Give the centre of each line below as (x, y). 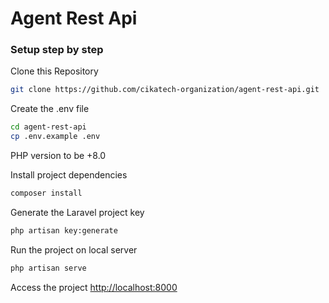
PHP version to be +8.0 (58, 156)
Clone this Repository (54, 71)
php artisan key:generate (64, 230)
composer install (46, 193)
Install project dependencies (69, 175)
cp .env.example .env (55, 137)
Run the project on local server (74, 249)
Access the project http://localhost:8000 (94, 287)
